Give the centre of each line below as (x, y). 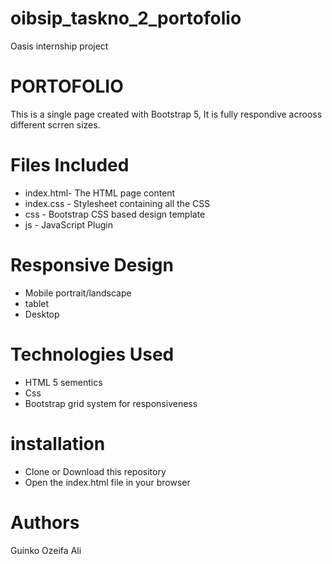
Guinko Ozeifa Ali (46, 550)
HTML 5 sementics (63, 382)
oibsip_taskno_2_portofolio (126, 18)
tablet (37, 303)
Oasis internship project (59, 46)
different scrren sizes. (55, 124)
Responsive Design (92, 265)
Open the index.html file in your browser (107, 482)
